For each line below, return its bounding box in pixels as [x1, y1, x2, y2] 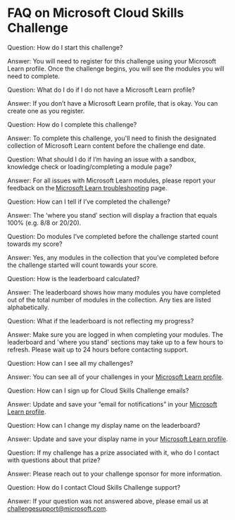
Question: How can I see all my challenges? [7, 359, 134, 367]
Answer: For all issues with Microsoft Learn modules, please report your [7, 176, 216, 185]
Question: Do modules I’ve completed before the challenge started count [7, 232, 219, 240]
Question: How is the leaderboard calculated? [7, 274, 140, 283]
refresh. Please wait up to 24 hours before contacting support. [7, 345, 189, 354]
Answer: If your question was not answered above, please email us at [7, 497, 209, 505]
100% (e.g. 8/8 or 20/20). [7, 218, 82, 227]
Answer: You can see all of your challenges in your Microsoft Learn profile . [7, 372, 224, 381]
